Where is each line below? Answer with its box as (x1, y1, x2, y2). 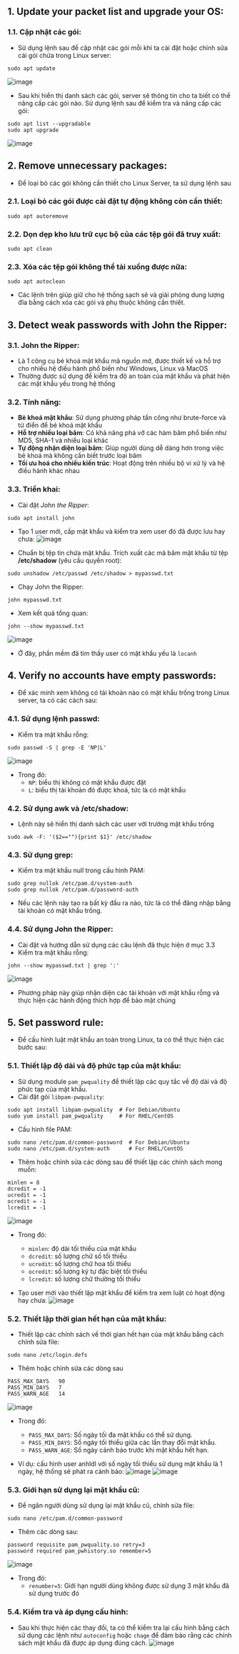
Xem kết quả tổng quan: (17, 609, 88, 617)
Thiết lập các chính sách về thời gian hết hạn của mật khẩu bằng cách (17, 1330, 224, 1339)
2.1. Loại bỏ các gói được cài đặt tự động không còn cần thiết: (7, 196, 223, 206)
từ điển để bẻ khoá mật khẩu (17, 421, 103, 429)
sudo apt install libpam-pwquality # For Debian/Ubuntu (7, 1106, 180, 1113)
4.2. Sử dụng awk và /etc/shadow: (7, 803, 129, 813)
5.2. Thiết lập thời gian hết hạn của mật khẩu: (7, 1314, 167, 1324)
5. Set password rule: (7, 1017, 104, 1029)
